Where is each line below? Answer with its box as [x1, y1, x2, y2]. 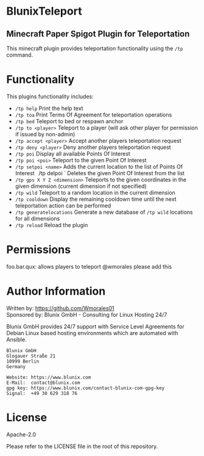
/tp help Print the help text [15, 104, 83, 112]
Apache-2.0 [6, 430, 37, 438]
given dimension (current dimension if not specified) [15, 182, 147, 190]
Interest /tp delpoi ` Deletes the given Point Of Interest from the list [15, 169, 185, 176]
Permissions [6, 243, 71, 257]
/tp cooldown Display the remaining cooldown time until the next [15, 195, 177, 203]
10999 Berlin [6, 358, 40, 364]
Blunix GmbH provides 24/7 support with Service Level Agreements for [6, 322, 185, 330]
